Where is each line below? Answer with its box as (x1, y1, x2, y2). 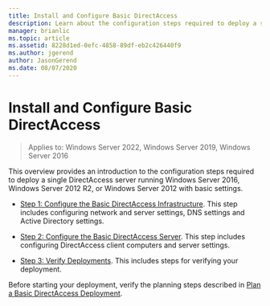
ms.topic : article (8, 34, 70, 43)
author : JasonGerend (8, 57, 78, 65)
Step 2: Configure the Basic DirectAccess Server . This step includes (19, 231, 246, 241)
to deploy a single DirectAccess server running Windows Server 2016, (8, 174, 240, 185)
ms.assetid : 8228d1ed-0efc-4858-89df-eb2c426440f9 (8, 42, 182, 50)
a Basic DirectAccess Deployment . (8, 288, 123, 298)
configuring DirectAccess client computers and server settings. (19, 240, 231, 250)
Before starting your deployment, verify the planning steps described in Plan (8, 279, 261, 289)
